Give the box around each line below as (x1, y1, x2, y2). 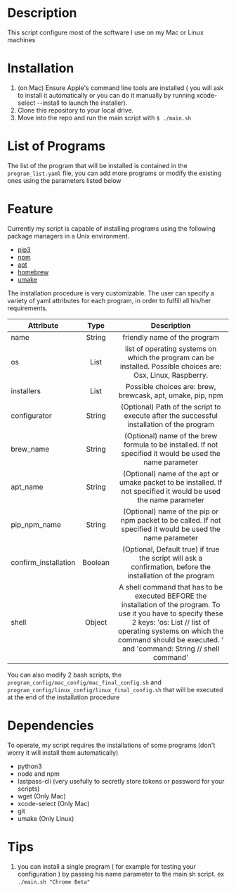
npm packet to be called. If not (120, 515, 221, 525)
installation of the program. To (121, 599, 221, 609)
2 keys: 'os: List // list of (131, 617, 210, 627)
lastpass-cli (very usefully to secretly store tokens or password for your (17, 777, 225, 785)
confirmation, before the (131, 561, 211, 571)
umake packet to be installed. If (119, 477, 223, 487)
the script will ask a (139, 553, 203, 563)
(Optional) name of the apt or (122, 469, 219, 478)
